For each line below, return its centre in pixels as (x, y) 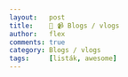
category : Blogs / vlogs (55, 50)
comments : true (37, 42)
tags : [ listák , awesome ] (63, 58)
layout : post (37, 17)
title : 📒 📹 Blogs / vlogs (64, 26)
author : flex (37, 34)
